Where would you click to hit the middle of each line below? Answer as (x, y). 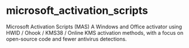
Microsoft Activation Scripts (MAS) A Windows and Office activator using (94, 27)
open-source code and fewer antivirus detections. (66, 39)
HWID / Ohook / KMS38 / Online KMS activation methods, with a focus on (95, 32)
